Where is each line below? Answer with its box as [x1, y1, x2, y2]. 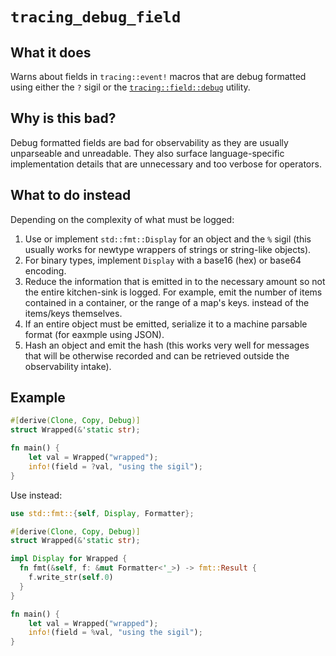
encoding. [24, 264, 67, 277]
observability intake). [24, 360, 112, 372]
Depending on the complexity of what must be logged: [10, 213, 235, 225]
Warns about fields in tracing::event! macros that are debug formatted [10, 71, 307, 82]
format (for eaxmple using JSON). [24, 328, 165, 340]
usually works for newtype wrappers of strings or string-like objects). [24, 243, 312, 255]
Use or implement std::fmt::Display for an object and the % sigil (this [24, 233, 312, 245]
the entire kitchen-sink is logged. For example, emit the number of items [24, 286, 323, 298]
